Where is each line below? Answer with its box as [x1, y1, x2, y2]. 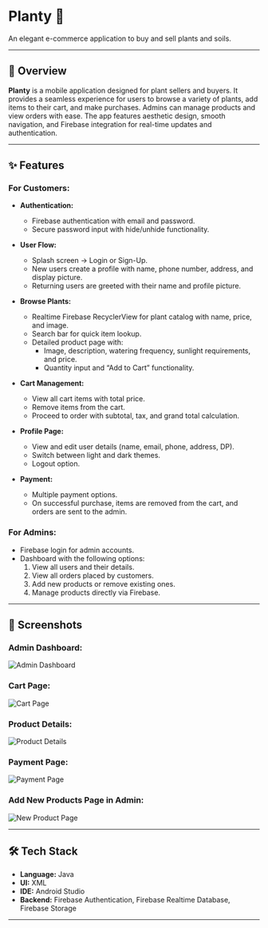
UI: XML [19, 878, 47, 888]
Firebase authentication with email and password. [31, 216, 195, 226]
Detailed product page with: [31, 337, 124, 347]
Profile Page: [19, 427, 64, 436]
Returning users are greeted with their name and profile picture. [31, 281, 242, 291]
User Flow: [19, 240, 57, 250]
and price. [43, 355, 77, 364]
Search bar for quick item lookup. [31, 329, 142, 339]
